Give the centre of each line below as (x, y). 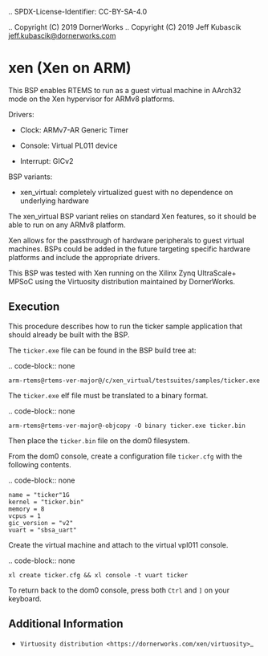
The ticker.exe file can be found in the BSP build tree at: (102, 350)
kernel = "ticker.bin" (46, 502)
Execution (34, 307)
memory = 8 (26, 509)
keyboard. (25, 598)
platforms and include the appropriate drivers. (84, 257)
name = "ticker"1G (39, 495)
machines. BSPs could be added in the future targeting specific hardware (130, 249)
